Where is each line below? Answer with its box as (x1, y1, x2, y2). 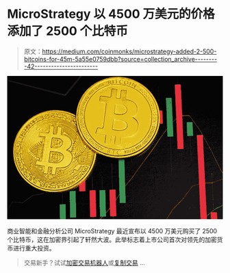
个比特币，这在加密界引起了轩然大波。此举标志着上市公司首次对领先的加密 (7, 235, 217, 244)
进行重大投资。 (12, 244, 55, 252)
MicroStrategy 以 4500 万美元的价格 (7, 6, 216, 22)
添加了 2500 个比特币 (7, 23, 129, 39)
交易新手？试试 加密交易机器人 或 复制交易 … (23, 259, 145, 267)
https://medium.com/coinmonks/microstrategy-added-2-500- (42, 47, 217, 55)
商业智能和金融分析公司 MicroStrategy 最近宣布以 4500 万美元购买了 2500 (7, 227, 218, 235)
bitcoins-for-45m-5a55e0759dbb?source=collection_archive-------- (23, 55, 218, 63)
